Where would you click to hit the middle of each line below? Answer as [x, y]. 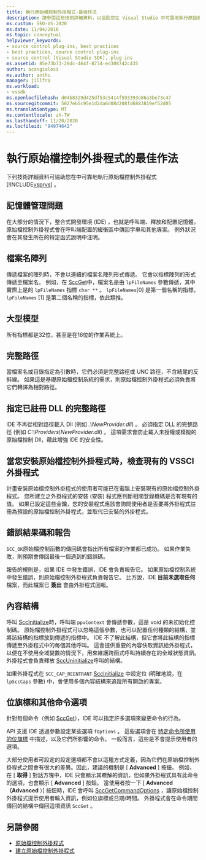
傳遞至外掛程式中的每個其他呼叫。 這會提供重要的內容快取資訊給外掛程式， [101, 645]
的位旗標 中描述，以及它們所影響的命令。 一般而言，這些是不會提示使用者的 [102, 739]
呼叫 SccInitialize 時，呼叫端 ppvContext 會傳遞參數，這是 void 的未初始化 [98, 622]
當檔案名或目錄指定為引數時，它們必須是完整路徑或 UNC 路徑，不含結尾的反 [103, 372]
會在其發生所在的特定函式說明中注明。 [55, 237]
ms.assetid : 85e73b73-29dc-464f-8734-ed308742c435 [72, 63]
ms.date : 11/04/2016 [33, 29]
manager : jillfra [29, 81]
